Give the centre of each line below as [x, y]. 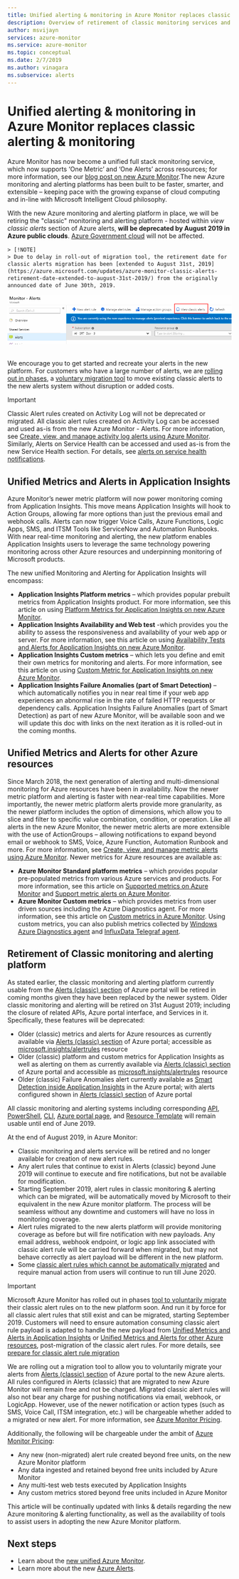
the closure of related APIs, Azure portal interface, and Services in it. [108, 1013]
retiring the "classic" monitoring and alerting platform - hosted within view [116, 220]
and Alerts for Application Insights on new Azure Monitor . [101, 648]
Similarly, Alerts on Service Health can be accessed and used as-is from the [119, 444]
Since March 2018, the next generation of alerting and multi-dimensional [113, 781]
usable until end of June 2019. [52, 1123]
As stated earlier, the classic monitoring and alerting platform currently [111, 982]
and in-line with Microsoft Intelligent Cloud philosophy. [87, 199]
